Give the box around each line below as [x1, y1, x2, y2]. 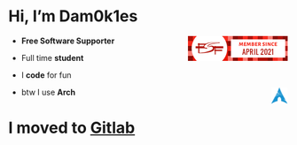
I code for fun [20, 69, 72, 80]
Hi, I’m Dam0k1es [8, 6, 138, 27]
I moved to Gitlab [8, 118, 136, 138]
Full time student [20, 52, 84, 63]
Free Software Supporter [20, 35, 115, 46]
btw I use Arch [20, 87, 76, 97]
